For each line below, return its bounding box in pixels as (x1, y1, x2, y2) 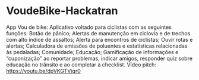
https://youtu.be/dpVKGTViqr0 (6, 67, 81, 74)
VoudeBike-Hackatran (6, 4, 118, 18)
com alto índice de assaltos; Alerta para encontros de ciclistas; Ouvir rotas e (6, 36, 193, 43)
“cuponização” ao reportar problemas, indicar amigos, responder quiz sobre (6, 55, 193, 62)
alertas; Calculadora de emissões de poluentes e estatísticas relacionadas (6, 42, 188, 49)
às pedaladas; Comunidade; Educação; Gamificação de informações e (6, 48, 179, 55)
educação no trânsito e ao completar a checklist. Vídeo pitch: (6, 61, 156, 68)
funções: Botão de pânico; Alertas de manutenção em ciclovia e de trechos (6, 29, 191, 36)
